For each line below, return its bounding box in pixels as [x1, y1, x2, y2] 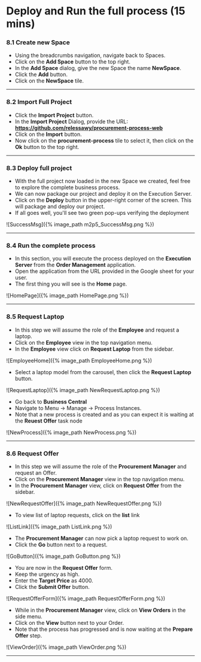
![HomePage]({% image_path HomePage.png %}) [6, 292, 129, 299]
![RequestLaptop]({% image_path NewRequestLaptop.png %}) [6, 386, 160, 393]
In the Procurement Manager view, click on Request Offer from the [14, 482, 182, 489]
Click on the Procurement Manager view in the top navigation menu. [14, 475, 185, 482]
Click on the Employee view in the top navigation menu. [14, 339, 153, 346]
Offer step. [14, 631, 42, 639]
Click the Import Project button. [14, 111, 94, 119]
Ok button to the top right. [14, 143, 80, 150]
